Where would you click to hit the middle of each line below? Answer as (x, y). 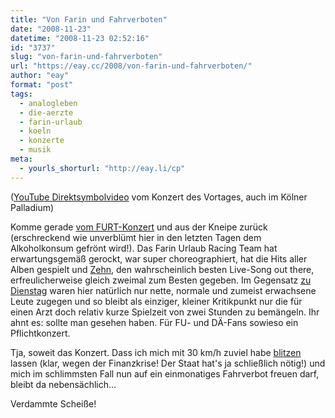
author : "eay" (40, 76)
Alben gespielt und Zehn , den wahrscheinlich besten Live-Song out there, (162, 269)
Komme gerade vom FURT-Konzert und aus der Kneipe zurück (139, 227)
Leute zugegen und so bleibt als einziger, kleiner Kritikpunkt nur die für (156, 301)
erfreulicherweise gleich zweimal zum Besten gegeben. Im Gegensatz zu (161, 280)
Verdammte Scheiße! (53, 403)
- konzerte (42, 141)
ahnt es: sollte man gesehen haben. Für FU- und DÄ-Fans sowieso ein (154, 322)
